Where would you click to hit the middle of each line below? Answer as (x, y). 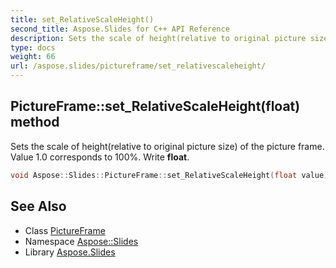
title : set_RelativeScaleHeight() (82, 19)
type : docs (33, 47)
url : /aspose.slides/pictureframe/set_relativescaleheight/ (138, 66)
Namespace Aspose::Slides (81, 241)
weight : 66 (33, 57)
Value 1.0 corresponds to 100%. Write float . (100, 157)
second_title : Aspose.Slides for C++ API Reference (120, 29)
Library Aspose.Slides (70, 252)
